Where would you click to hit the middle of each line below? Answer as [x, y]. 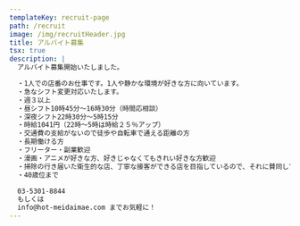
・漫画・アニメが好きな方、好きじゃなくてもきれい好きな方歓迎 [117, 158]
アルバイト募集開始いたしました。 [71, 68]
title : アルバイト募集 [47, 42]
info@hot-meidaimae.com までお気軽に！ [87, 208]
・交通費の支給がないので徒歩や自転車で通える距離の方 [104, 134]
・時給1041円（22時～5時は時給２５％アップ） [91, 125]
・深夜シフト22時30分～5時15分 [68, 117]
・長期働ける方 [41, 142]
